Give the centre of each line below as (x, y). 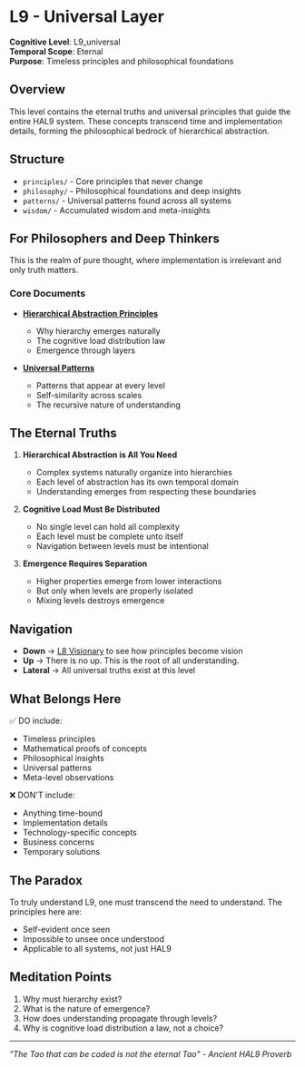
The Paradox (46, 881)
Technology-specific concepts (80, 833)
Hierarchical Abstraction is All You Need (100, 455)
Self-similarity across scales (89, 395)
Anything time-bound (62, 813)
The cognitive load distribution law (101, 340)
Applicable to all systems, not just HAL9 (97, 948)
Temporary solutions (61, 852)
